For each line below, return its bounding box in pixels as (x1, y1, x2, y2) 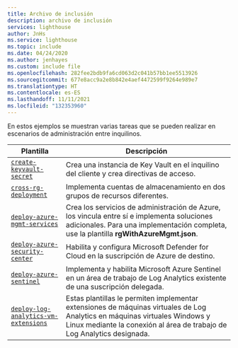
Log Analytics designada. (66, 328, 150, 338)
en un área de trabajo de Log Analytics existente (66, 273, 227, 283)
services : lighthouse (7, 23, 72, 30)
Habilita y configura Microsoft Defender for (66, 242, 209, 252)
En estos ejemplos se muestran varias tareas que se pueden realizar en (7, 122, 216, 130)
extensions (11, 319, 47, 327)
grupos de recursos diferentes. (66, 190, 169, 200)
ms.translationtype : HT (7, 83, 78, 90)
